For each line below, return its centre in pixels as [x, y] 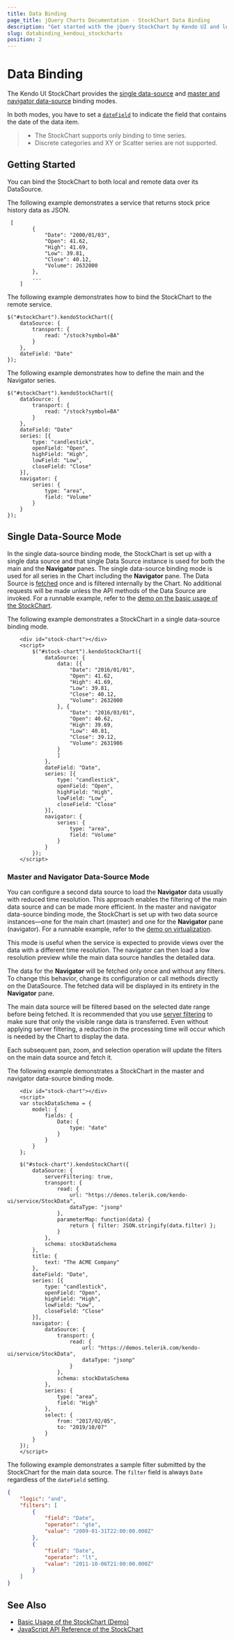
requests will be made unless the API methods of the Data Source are [107, 590]
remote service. [30, 304]
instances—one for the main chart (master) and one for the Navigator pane [115, 921]
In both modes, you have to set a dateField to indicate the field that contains [117, 115]
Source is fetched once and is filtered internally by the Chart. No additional [114, 583]
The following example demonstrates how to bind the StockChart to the [110, 297]
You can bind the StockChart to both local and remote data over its [103, 182]
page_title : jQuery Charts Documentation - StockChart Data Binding [109, 20]
